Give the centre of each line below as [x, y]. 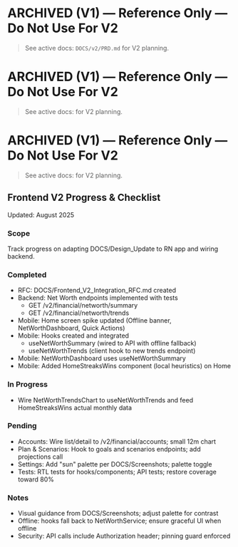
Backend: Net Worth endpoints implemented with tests [98, 298]
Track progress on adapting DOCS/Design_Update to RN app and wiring [113, 249]
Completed [27, 274]
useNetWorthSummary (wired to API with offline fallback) [113, 343]
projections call [40, 457]
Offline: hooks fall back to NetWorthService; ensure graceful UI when [119, 521]
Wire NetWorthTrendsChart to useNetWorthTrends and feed [105, 400]
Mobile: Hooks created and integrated [73, 335]
